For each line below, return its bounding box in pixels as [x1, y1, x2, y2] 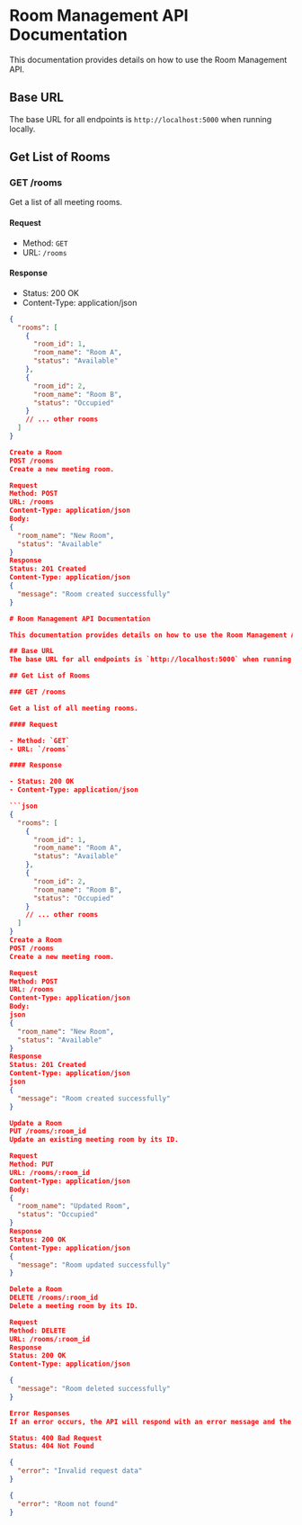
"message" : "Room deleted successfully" [17, 1385, 171, 1394]
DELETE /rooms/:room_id [9, 1293, 99, 1303]
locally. [9, 123, 36, 134]
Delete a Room [9, 1285, 63, 1294]
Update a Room [9, 1118, 63, 1127]
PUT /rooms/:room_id [9, 1126, 87, 1136]
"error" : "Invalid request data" [17, 1467, 143, 1476]
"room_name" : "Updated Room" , [17, 1202, 130, 1211]
